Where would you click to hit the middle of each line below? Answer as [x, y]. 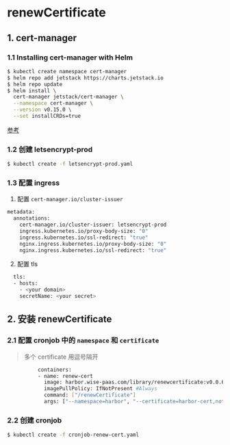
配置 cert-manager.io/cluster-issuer [70, 199]
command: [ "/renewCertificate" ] [90, 395]
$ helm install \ [32, 90]
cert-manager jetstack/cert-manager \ [69, 97]
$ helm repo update [35, 84]
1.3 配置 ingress [34, 183]
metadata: [21, 212]
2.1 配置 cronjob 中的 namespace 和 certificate [83, 340]
